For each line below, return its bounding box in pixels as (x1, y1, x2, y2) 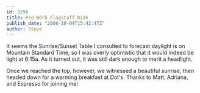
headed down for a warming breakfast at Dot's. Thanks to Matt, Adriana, (6, 74, 188, 81)
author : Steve (6, 26, 43, 32)
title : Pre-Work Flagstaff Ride (6, 15, 88, 21)
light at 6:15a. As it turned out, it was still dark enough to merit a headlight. (6, 55, 193, 63)
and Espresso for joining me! (6, 80, 78, 88)
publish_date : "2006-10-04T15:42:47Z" (6, 20, 105, 26)
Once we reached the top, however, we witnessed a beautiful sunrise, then (6, 67, 195, 75)
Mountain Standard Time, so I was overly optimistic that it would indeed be (6, 49, 194, 57)
